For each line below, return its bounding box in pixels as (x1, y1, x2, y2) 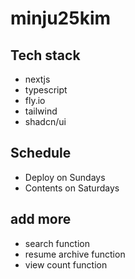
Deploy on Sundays (24, 171, 106, 183)
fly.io (24, 95, 46, 106)
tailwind (24, 105, 58, 117)
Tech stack (10, 47, 81, 64)
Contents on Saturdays (24, 182, 120, 194)
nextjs (24, 73, 51, 85)
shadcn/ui (24, 116, 67, 127)
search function (24, 237, 90, 249)
